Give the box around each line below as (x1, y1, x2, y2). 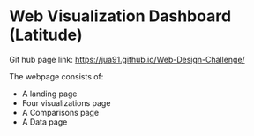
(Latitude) (9, 25, 83, 45)
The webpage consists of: (9, 71, 104, 81)
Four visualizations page (21, 97, 111, 108)
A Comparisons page (21, 107, 100, 117)
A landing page (21, 88, 78, 99)
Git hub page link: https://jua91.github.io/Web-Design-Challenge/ (9, 54, 245, 64)
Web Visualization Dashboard (9, 6, 232, 26)
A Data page (21, 117, 68, 127)
